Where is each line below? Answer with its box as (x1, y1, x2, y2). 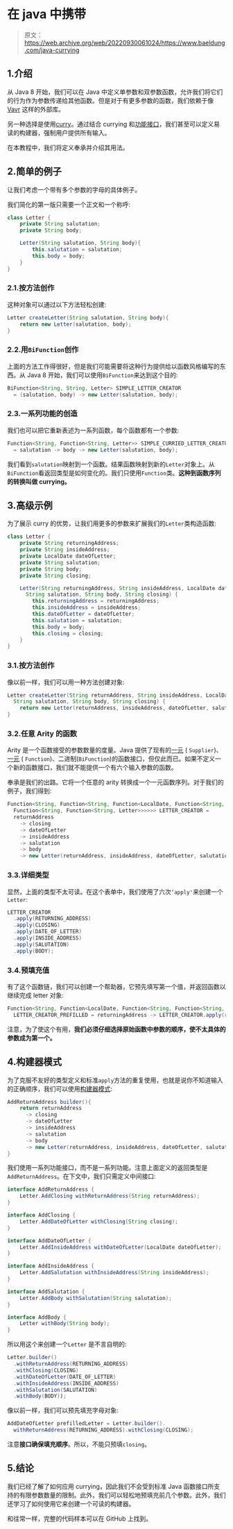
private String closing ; (19, 572, 92, 579)
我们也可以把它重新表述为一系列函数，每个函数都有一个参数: (7, 426, 180, 434)
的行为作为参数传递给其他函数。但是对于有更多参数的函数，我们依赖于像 (7, 96, 214, 104)
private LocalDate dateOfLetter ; (19, 553, 116, 560)
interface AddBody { (7, 1313, 67, 1321)
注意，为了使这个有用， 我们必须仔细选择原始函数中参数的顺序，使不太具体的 (7, 1024, 226, 1033)
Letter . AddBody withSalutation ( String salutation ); (19, 1294, 172, 1301)
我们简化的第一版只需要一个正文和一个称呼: (7, 200, 131, 209)
